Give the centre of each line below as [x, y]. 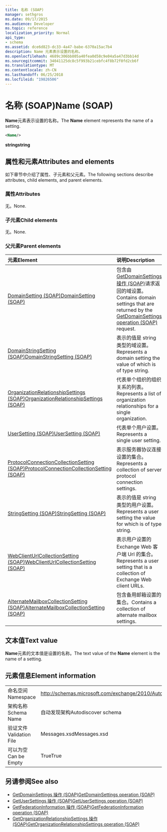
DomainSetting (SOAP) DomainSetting [51, 296]
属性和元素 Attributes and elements [60, 161]
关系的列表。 [131, 387]
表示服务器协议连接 [139, 450]
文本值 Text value [32, 640]
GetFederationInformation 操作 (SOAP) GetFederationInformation [78, 807]
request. [126, 329]
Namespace [22, 697]
